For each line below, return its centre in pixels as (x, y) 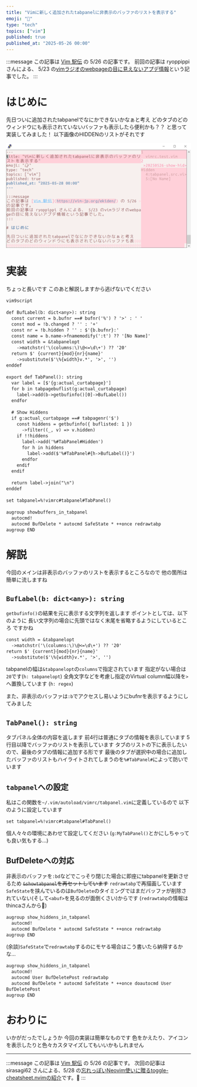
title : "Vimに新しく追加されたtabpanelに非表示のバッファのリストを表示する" (91, 12)
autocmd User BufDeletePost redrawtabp (60, 977)
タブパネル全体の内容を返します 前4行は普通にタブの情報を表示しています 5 (98, 737)
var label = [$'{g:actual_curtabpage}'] (61, 383)
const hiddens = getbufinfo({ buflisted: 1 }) (74, 424)
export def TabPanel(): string (44, 377)
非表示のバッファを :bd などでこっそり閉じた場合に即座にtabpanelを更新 (92, 876)
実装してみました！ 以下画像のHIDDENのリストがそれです (76, 134)
